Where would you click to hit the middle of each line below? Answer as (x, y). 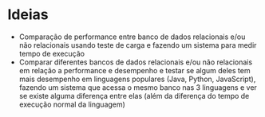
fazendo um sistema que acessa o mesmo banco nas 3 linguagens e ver (138, 87)
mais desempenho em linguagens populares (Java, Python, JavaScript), (137, 79)
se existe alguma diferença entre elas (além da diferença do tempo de (134, 96)
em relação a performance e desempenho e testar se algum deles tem (134, 70)
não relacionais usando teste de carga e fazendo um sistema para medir (138, 45)
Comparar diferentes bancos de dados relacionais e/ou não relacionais (136, 62)
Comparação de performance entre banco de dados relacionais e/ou (132, 37)
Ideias (28, 15)
